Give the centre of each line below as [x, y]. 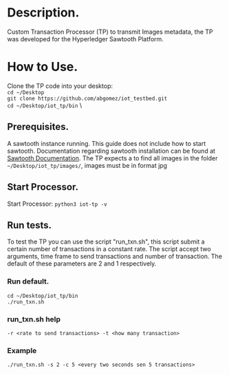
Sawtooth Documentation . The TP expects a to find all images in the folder [112, 158]
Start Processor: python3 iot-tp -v [57, 204]
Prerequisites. [38, 127]
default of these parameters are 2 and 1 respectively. [82, 264]
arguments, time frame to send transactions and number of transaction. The [115, 257]
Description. [43, 13]
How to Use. [43, 67]
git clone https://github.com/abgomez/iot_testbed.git [87, 98]
